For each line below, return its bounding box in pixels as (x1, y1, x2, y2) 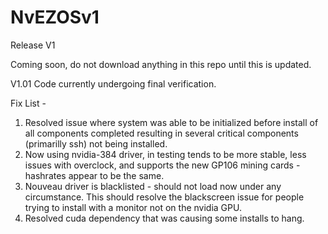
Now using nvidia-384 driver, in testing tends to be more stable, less (24, 148, 307, 160)
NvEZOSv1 (10, 6, 100, 29)
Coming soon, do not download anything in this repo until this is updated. (10, 58, 312, 70)
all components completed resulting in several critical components (24, 127, 299, 139)
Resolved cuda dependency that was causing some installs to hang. (24, 212, 305, 224)
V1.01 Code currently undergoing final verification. (10, 77, 217, 90)
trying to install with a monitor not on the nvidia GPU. (24, 201, 242, 213)
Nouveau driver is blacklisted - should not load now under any (24, 180, 282, 192)
